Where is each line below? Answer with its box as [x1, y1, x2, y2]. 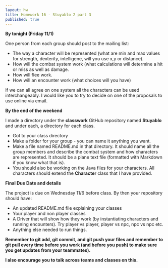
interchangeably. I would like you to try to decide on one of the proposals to [5, 92, 162, 99]
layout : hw [5, 7, 28, 13]
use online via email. [5, 98, 48, 104]
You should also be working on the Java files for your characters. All [12, 165, 155, 171]
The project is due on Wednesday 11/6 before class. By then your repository [5, 190, 163, 196]
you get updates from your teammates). [5, 247, 91, 253]
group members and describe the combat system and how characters [12, 149, 158, 155]
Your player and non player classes [12, 211, 86, 217]
